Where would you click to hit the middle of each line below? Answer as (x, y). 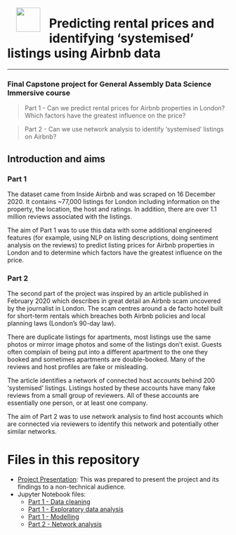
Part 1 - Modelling (53, 517)
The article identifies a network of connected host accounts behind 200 (111, 380)
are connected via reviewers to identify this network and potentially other (113, 424)
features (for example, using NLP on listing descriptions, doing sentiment (113, 238)
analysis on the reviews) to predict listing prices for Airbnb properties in (111, 245)
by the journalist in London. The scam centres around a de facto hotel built (115, 309)
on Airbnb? (40, 137)
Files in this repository (74, 460)
